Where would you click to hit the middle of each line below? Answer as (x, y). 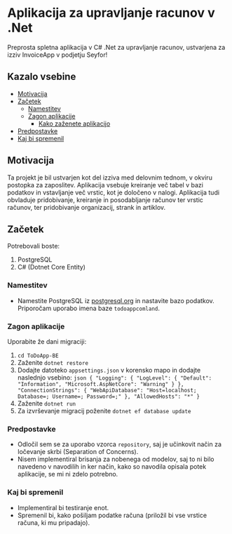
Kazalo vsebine (42, 77)
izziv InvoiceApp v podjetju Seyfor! (57, 55)
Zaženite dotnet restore (53, 362)
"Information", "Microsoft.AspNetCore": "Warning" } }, (101, 384)
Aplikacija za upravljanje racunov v (111, 13)
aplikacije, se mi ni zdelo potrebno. (68, 474)
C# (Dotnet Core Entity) (52, 267)
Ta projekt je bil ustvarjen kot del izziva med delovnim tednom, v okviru (110, 178)
